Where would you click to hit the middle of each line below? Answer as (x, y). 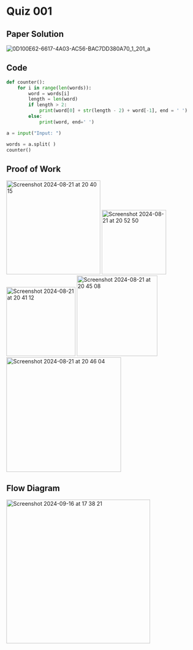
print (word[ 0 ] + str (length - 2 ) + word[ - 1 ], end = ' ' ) (113, 111)
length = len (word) (53, 99)
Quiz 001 (29, 11)
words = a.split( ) (31, 144)
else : (36, 117)
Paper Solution (35, 34)
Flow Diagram (33, 488)
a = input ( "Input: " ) (34, 133)
